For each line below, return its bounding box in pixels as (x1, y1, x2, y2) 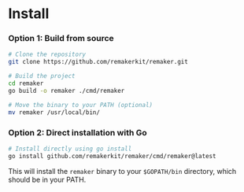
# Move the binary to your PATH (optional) (8, 101, 153, 109)
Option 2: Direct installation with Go (8, 127, 147, 138)
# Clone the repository (8, 50, 87, 59)
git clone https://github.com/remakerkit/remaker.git (8, 58, 189, 66)
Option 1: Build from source (8, 33, 114, 44)
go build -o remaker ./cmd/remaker (8, 87, 125, 94)
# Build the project (8, 72, 76, 80)
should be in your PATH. (8, 175, 87, 184)
